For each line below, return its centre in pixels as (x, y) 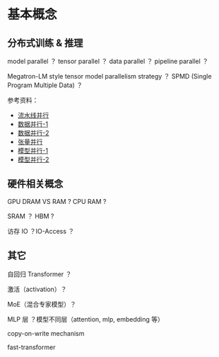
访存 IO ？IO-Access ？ (41, 231)
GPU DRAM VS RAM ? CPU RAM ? (57, 201)
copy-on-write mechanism (46, 333)
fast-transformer (31, 347)
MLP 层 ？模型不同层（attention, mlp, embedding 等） (85, 319)
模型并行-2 (33, 159)
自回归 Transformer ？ (40, 274)
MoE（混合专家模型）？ (42, 304)
